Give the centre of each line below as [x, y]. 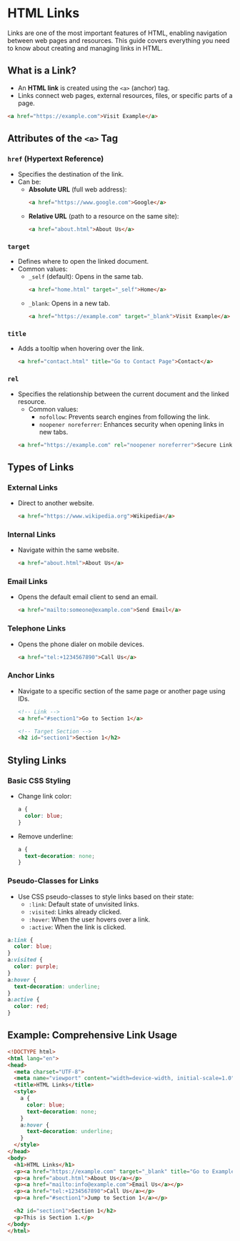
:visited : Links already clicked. [75, 911]
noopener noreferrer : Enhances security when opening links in [131, 424]
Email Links [27, 582]
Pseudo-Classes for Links [53, 881]
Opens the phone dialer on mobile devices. [81, 644]
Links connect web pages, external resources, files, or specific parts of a [125, 95]
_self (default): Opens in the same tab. [86, 277]
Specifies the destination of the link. [70, 174]
